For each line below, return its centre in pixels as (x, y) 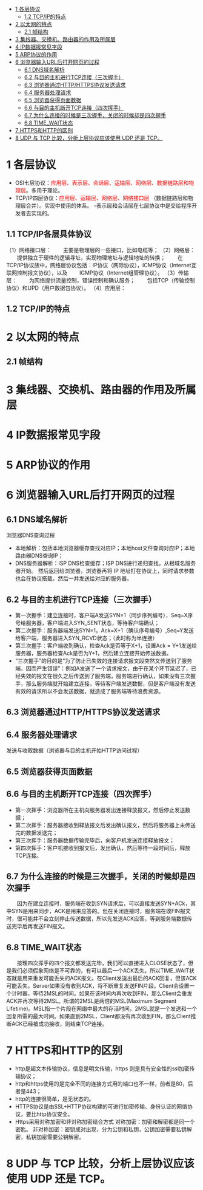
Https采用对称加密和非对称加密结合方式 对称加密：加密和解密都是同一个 (105, 1122)
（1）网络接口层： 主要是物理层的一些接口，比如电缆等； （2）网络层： (101, 250)
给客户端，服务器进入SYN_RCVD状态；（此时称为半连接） (86, 638)
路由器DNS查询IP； (39, 556)
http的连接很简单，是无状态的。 (55, 1099)
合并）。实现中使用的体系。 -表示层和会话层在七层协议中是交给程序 (109, 205)
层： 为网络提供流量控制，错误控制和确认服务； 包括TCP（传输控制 (101, 280)
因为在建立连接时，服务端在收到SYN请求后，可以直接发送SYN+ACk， (104, 903)
